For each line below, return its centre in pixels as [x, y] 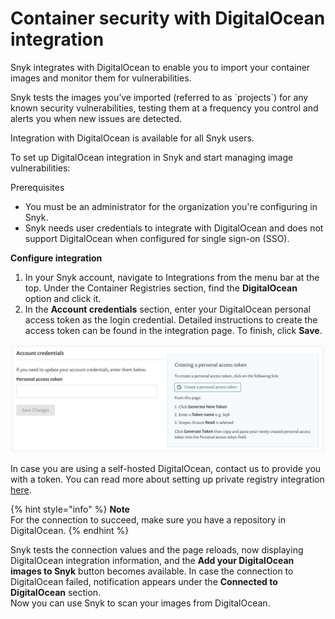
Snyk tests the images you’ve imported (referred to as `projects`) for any [159, 97]
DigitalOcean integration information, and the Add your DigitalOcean [152, 561]
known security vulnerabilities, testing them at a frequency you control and [164, 108]
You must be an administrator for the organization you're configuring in [171, 206]
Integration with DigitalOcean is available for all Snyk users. [132, 138]
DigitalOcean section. [56, 593]
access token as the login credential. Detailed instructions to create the [171, 319]
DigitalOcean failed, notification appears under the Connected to [144, 582]
